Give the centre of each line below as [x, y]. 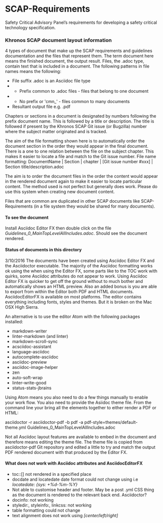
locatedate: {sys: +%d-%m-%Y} [45, 484]
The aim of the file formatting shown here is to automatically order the [75, 141]
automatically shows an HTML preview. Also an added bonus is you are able [81, 286]
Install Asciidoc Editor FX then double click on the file [58, 228]
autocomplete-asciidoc [35, 357]
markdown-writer [29, 331]
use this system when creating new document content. [60, 192]
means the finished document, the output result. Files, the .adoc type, [75, 61]
